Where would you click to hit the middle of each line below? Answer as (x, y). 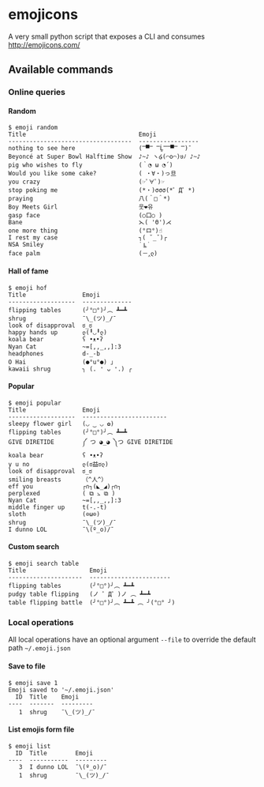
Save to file (27, 666)
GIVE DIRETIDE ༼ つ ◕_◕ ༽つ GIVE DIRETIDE (91, 442)
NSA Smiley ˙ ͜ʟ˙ (80, 245)
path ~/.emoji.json (39, 648)
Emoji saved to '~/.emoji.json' (61, 690)
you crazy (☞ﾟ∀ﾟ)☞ (87, 182)
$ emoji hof (28, 288)
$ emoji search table (44, 564)
